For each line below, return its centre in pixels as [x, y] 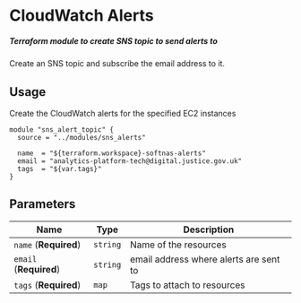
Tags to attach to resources [187, 285]
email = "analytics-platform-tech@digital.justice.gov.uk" [130, 161]
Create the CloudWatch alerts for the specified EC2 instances [123, 113]
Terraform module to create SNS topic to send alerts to [113, 40]
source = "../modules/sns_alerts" [82, 137]
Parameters [43, 204]
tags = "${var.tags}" [60, 169]
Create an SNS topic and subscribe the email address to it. [117, 64]
